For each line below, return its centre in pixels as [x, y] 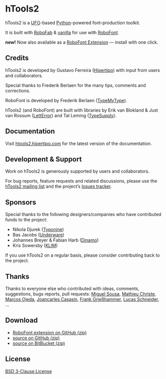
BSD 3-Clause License [28, 371]
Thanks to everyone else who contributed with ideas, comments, [72, 288]
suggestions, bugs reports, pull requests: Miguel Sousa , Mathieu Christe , [81, 294]
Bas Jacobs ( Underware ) [38, 235]
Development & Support [44, 159]
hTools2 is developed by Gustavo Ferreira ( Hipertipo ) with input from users [82, 70]
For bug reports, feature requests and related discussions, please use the [81, 181]
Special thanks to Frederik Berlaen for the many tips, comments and [75, 85]
